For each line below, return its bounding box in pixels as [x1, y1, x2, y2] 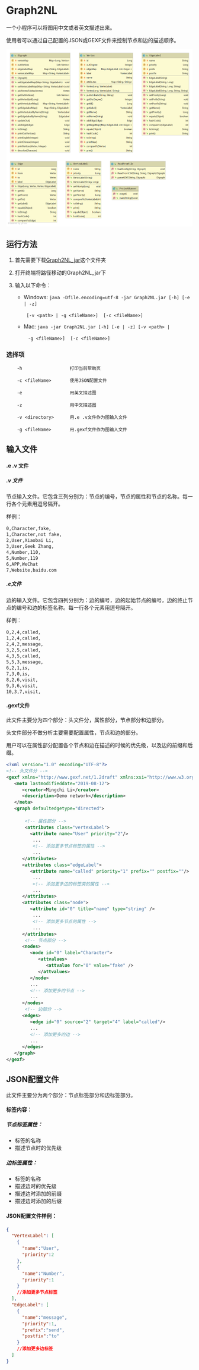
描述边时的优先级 [14, 1183, 57, 1190]
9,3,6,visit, [6, 682, 38, 689]
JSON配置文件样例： [6, 1212, 57, 1219]
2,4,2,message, [6, 641, 44, 647]
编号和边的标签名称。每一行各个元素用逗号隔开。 [16, 604, 136, 611]
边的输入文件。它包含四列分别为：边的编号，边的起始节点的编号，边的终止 [6, 596, 188, 604]
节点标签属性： [6, 1121, 43, 1128]
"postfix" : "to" [21, 1333, 60, 1339]
